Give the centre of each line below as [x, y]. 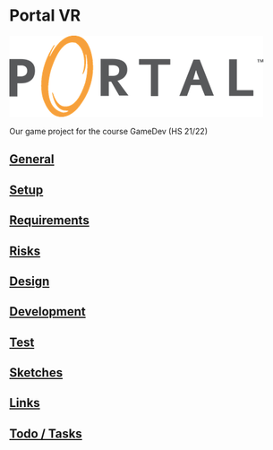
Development [48, 312]
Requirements [49, 221]
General [32, 159]
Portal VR [45, 16]
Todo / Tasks [46, 433]
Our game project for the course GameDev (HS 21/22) [109, 131]
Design [30, 281]
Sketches [36, 373]
